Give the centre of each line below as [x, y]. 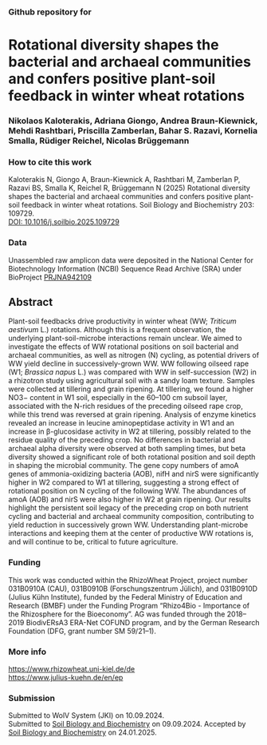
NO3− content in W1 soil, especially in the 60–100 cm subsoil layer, [118, 398]
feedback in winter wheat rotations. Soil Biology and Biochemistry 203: [138, 205]
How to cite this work [50, 162]
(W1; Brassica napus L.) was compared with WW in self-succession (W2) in [132, 372]
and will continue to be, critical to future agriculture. [93, 542]
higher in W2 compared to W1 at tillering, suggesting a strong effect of [124, 482]
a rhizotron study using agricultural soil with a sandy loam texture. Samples [132, 381]
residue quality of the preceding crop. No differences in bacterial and [122, 440]
